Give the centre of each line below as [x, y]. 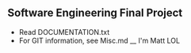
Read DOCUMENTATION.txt [64, 32]
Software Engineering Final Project [95, 13]
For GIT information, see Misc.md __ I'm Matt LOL [99, 40]
